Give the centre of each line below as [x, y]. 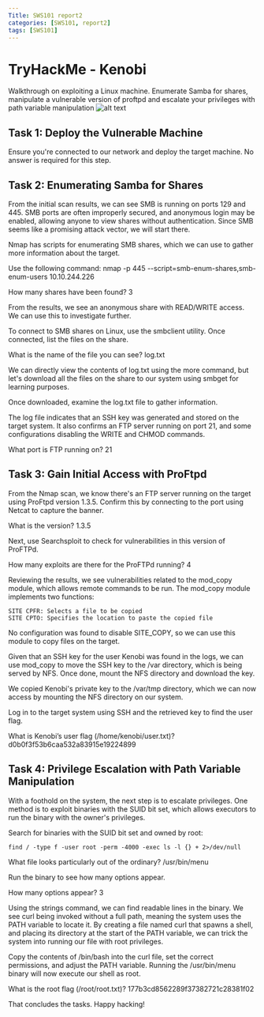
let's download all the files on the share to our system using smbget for [123, 378]
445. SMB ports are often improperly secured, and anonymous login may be [132, 212]
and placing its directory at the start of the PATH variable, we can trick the [128, 932]
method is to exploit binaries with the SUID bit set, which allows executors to [132, 809]
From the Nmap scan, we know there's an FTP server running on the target [130, 493]
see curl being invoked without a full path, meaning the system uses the [125, 916]
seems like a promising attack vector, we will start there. [99, 229]
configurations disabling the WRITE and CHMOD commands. [107, 434]
